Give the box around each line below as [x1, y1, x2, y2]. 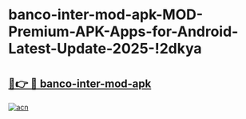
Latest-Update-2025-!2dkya [8, 40, 202, 58]
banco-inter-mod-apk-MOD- [8, 6, 204, 24]
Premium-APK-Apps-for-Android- [8, 22, 239, 41]
